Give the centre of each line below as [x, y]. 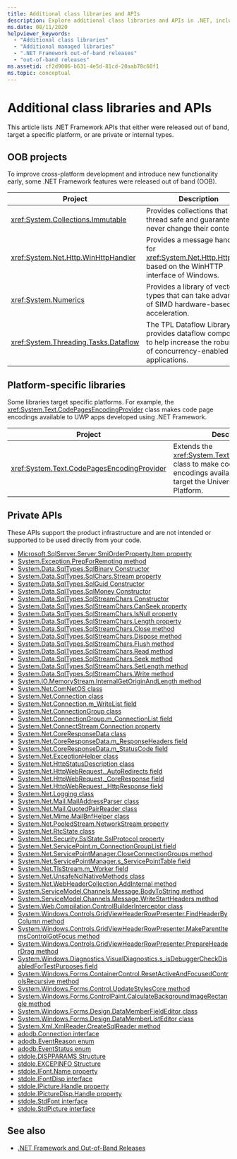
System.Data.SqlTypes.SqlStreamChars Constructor [93, 599]
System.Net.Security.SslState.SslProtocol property [91, 839]
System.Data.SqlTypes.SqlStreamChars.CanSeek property [102, 606]
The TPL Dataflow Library [188, 325]
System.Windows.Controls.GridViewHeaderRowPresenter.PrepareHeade [123, 944]
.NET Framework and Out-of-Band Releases [81, 1148]
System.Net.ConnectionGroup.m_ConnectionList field [95, 719]
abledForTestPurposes [50, 966]
